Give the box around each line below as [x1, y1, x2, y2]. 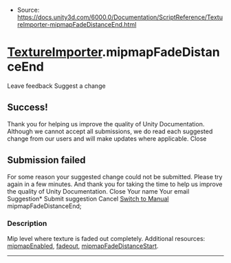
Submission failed [7, 155, 86, 166]
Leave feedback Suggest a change [7, 82, 106, 90]
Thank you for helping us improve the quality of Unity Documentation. [7, 119, 205, 128]
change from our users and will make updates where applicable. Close [7, 134, 207, 143]
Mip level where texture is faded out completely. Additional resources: [7, 234, 206, 242]
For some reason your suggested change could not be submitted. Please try [7, 172, 223, 181]
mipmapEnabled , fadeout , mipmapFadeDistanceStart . [7, 242, 159, 250]
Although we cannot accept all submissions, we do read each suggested [7, 127, 213, 135]
